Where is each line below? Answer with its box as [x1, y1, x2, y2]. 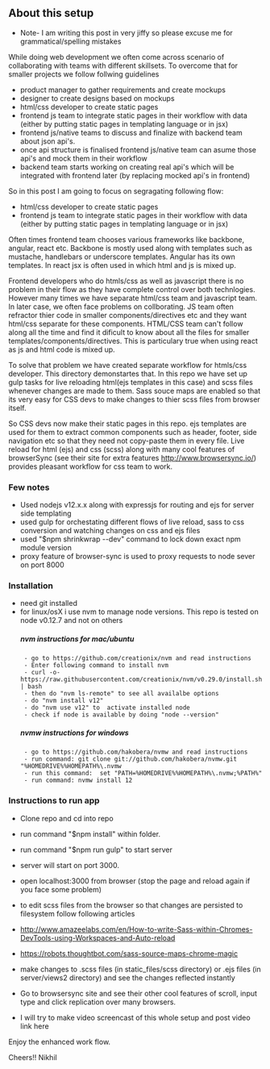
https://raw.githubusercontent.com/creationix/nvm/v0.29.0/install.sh [19, 675, 263, 684]
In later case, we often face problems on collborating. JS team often [8, 302, 234, 311]
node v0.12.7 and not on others [19, 616, 123, 625]
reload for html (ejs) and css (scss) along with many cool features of [8, 444, 235, 454]
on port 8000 [19, 560, 64, 570]
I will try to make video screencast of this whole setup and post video [19, 1013, 251, 1022]
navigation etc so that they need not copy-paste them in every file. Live [8, 436, 245, 445]
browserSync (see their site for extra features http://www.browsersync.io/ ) [8, 453, 256, 462]
